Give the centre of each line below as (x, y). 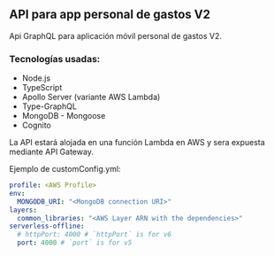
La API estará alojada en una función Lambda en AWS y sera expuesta (137, 143)
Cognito (36, 125)
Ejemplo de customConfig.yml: (65, 169)
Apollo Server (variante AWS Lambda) (91, 97)
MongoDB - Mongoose (64, 116)
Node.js (36, 78)
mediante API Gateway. (52, 152)
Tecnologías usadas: (55, 58)
